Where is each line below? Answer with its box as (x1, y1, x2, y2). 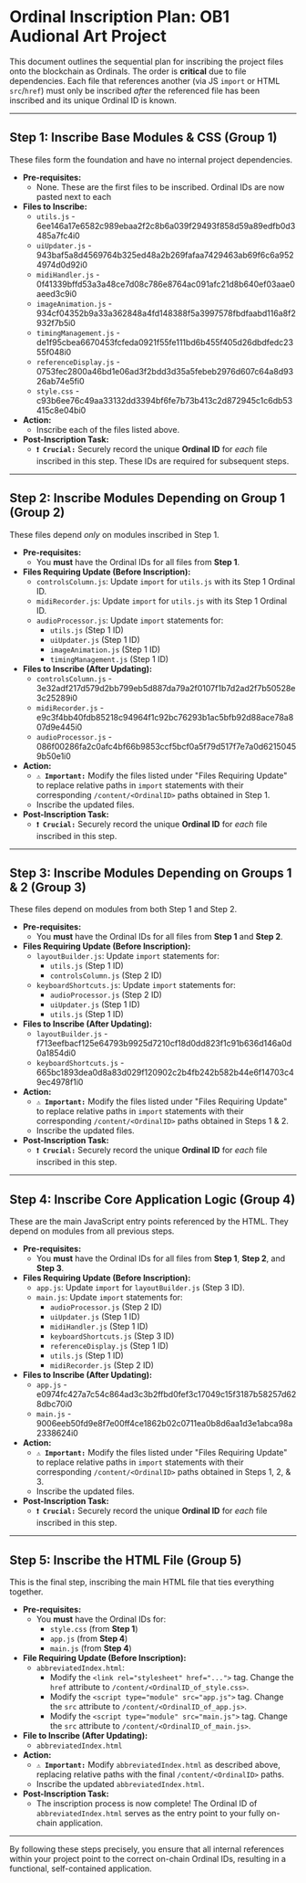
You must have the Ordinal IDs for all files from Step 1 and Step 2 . (36, 931, 284, 942)
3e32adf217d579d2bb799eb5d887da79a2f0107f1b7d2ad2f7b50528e (36, 682, 296, 693)
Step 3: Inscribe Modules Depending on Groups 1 (9, 865, 292, 880)
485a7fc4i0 (36, 230, 80, 241)
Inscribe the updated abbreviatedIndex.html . (36, 1779, 205, 1789)
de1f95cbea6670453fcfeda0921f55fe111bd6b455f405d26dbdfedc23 (36, 336, 294, 348)
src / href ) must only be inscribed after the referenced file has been (9, 85, 260, 96)
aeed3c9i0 (36, 288, 77, 299)
